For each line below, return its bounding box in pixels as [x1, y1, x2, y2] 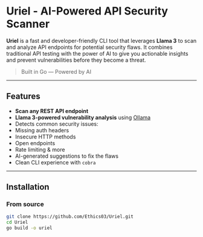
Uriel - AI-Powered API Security [6, 4, 168, 18]
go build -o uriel [6, 225, 53, 231]
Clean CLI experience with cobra [14, 158, 96, 166]
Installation [6, 182, 50, 192]
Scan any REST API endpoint [14, 107, 89, 114]
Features [6, 91, 40, 102]
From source [6, 200, 44, 209]
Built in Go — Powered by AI [21, 68, 92, 75]
